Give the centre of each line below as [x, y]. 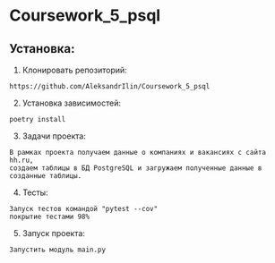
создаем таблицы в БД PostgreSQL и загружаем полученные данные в [136, 168]
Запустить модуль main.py [57, 250]
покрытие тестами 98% [50, 216]
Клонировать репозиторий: [74, 70]
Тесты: [35, 192]
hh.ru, [21, 160]
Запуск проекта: [53, 233]
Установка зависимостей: [72, 103]
